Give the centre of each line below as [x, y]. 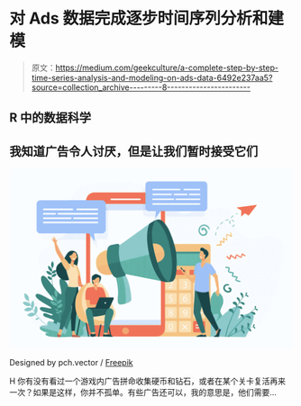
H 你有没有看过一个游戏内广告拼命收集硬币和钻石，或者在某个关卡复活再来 [148, 381]
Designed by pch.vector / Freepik [71, 363]
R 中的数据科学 [50, 118]
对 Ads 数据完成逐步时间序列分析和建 [146, 18]
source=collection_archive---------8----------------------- [141, 87]
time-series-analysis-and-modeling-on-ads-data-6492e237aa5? [152, 77]
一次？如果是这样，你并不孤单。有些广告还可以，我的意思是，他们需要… [143, 392]
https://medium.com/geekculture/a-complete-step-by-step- [167, 68]
